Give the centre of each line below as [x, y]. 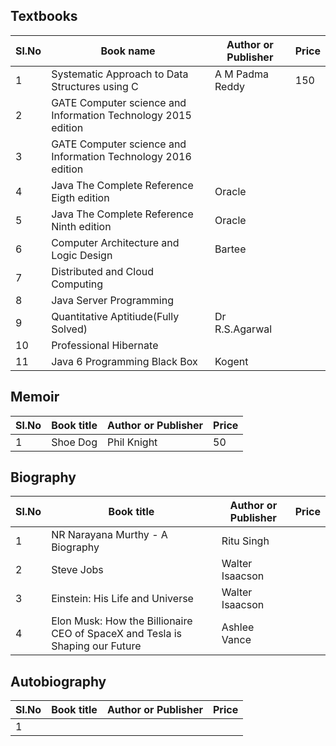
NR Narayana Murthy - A [109, 535]
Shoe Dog [74, 442]
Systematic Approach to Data [120, 74]
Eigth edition [80, 197]
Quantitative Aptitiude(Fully [115, 316]
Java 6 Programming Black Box [124, 361]
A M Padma [242, 74]
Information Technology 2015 [121, 115]
